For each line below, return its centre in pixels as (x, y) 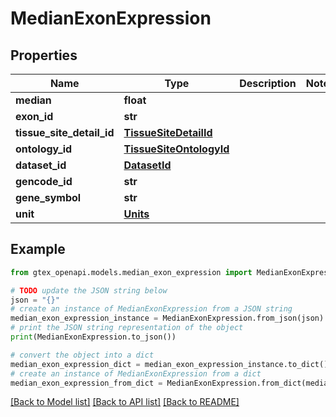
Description (268, 83)
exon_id (34, 116)
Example (38, 249)
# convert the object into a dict (82, 355)
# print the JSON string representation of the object (127, 328)
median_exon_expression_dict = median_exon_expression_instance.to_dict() (169, 364)
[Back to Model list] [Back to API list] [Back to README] (125, 402)
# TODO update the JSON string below (89, 290)
